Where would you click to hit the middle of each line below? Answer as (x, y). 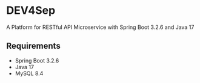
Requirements (33, 46)
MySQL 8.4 (29, 73)
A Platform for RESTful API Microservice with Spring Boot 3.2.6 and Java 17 (100, 27)
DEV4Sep (31, 11)
